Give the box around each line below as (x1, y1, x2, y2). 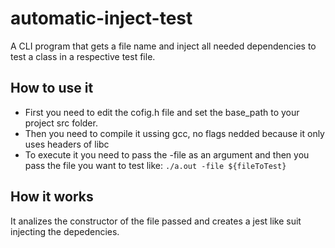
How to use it (10, 80, 94, 97)
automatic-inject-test (10, 7, 193, 30)
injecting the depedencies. (10, 225, 120, 237)
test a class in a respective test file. (10, 50, 156, 62)
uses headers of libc (24, 138, 110, 150)
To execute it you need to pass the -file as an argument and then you (24, 148, 310, 161)
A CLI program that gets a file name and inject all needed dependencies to (10, 40, 317, 52)
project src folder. (24, 117, 98, 129)
